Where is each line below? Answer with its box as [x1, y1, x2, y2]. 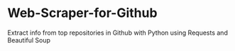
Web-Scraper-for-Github [7, 5, 158, 21]
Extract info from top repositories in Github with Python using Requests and [7, 28, 229, 37]
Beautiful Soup [7, 35, 51, 44]
